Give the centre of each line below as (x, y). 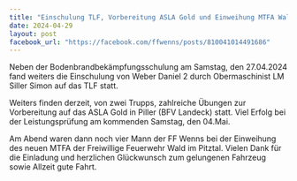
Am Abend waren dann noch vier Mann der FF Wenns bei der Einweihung (143, 139)
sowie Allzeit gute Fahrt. (53, 167)
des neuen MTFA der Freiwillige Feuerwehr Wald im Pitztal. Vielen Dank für (145, 148)
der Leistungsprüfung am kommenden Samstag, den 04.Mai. (120, 122)
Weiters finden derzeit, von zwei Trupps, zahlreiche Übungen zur (128, 103)
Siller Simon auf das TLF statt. (64, 86)
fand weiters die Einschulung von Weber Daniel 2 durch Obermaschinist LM (147, 77)
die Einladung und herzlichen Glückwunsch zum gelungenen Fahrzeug (138, 158)
